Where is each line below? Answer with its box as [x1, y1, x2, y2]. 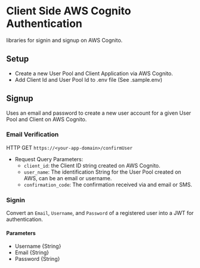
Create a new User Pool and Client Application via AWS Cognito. [14, 70, 173, 77]
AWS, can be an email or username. [23, 174, 112, 181]
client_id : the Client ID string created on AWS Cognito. [23, 162, 161, 169]
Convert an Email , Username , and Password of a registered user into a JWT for [6, 210, 194, 217]
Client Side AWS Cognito [6, 4, 131, 18]
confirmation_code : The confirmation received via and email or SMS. [23, 181, 193, 188]
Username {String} [14, 243, 61, 250]
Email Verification [6, 130, 59, 138]
